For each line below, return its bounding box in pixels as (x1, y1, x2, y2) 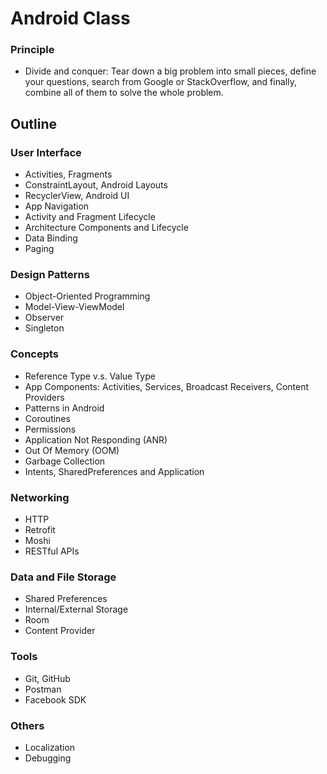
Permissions (24, 423, 77, 435)
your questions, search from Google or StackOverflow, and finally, (24, 76, 297, 88)
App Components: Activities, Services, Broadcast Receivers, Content (24, 380, 310, 392)
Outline (10, 115, 57, 132)
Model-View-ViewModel (24, 301, 125, 313)
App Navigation (24, 200, 90, 212)
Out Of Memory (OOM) (24, 444, 120, 456)
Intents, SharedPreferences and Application (24, 465, 205, 477)
